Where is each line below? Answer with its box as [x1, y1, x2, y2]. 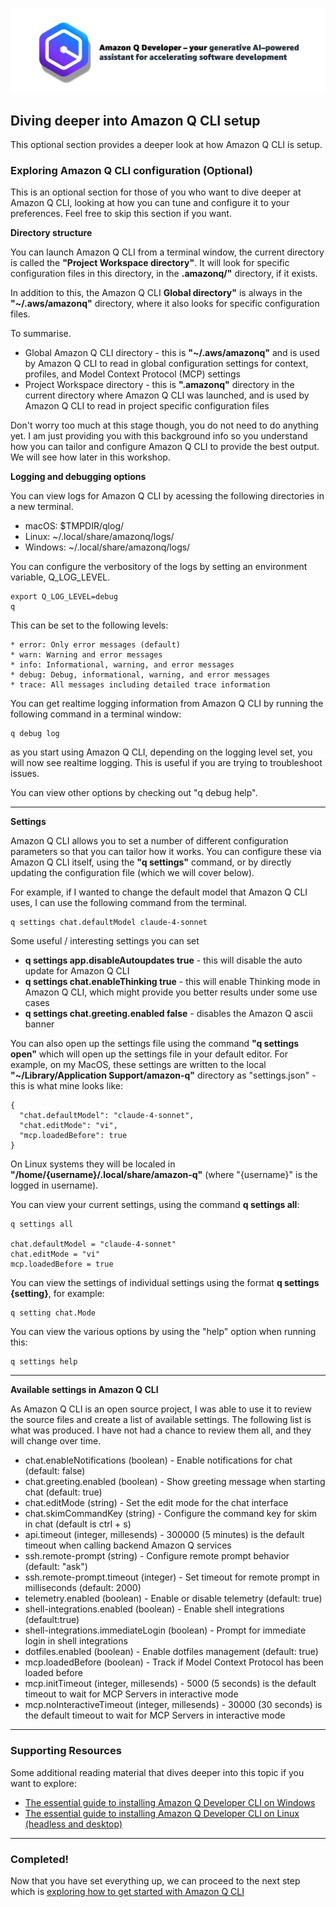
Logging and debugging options [10, 471, 147, 483]
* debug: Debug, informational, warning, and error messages [10, 670, 271, 680]
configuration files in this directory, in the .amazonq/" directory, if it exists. [10, 268, 318, 280]
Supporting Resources [10, 1744, 122, 1758]
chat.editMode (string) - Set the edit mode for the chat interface [24, 1497, 289, 1509]
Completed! [10, 1852, 69, 1866]
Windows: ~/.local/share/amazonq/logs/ [24, 541, 191, 553]
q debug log [10, 729, 60, 739]
